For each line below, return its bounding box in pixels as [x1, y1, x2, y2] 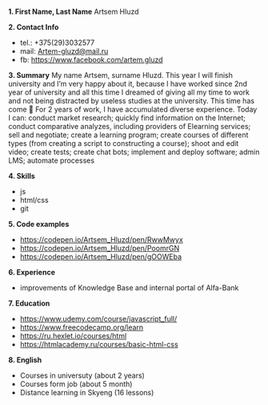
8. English [8, 355, 42, 364]
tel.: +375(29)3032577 [19, 38, 95, 47]
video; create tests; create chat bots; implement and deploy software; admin [8, 148, 260, 156]
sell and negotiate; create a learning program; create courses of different [8, 130, 249, 140]
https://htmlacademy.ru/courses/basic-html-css [19, 340, 178, 349]
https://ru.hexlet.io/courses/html [19, 331, 127, 340]
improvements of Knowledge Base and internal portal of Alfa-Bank [19, 283, 239, 292]
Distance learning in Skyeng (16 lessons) [19, 388, 154, 397]
